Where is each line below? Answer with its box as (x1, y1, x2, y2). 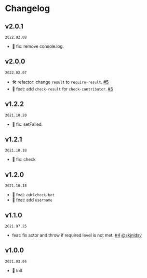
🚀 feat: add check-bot (12, 192, 54, 198)
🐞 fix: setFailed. (12, 121, 43, 127)
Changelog (5, 3, 50, 14)
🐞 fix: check (12, 157, 36, 162)
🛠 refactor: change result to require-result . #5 (12, 79, 109, 85)
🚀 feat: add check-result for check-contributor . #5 (12, 86, 113, 92)
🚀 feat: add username (12, 197, 53, 203)
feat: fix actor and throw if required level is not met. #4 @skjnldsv (12, 233, 142, 238)
